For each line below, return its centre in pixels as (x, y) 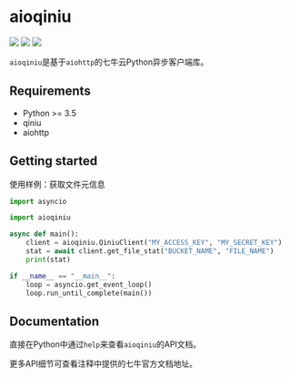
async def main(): (44, 234)
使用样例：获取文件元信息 (57, 184)
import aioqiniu (40, 218)
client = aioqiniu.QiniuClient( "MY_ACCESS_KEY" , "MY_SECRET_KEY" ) (154, 243)
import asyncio (38, 201)
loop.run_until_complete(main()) (89, 293)
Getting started (54, 161)
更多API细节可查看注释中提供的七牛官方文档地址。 (104, 364)
